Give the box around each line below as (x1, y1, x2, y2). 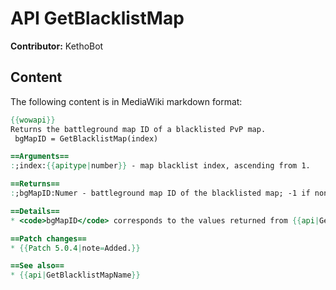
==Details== (10, 206, 60, 216)
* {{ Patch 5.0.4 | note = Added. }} (10, 243, 141, 253)
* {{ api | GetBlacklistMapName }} (10, 270, 141, 281)
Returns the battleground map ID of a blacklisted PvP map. (10, 124, 267, 134)
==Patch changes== (10, 233, 87, 244)
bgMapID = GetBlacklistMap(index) (14, 133, 159, 144)
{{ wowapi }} (10, 115, 56, 125)
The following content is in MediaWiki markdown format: (10, 95, 243, 107)
